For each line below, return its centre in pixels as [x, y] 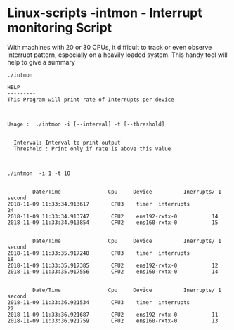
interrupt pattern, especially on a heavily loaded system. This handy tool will [117, 55]
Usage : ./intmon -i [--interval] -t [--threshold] [86, 124]
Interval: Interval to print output [67, 143]
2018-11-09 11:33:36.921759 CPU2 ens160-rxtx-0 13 [113, 321]
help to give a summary [41, 62]
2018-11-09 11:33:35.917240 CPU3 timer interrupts [99, 253]
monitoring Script [60, 28]
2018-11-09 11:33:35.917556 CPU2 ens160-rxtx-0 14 [113, 272]
